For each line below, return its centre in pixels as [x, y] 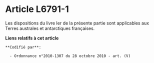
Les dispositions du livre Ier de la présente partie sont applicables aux [77, 23]
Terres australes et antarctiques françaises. [50, 28]
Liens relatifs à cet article [32, 38]
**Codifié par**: [23, 47]
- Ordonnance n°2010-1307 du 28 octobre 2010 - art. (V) [70, 56]
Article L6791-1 [37, 9]
